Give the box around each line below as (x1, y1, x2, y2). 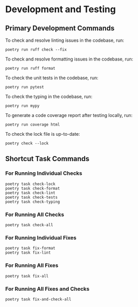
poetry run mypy (5, 103, 40, 108)
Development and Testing (5, 4, 116, 15)
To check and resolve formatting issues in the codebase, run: (5, 56, 133, 62)
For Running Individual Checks (5, 170, 83, 177)
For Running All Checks (5, 211, 64, 218)
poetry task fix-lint (5, 250, 51, 255)
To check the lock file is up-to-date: (5, 131, 80, 137)
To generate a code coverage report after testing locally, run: (5, 112, 133, 118)
